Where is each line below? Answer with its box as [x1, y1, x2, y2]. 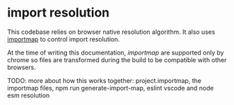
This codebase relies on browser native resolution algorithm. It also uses [7, 28, 216, 36]
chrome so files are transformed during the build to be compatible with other [7, 55, 227, 64]
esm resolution [7, 91, 50, 99]
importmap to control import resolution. [7, 35, 120, 43]
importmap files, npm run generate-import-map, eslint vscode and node [7, 84, 214, 92]
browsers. [7, 63, 36, 71]
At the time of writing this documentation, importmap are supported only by [7, 48, 224, 57]
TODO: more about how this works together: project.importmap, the [7, 76, 202, 84]
